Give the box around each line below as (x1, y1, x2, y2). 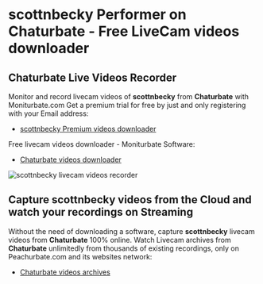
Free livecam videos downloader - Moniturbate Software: (8, 140, 195, 148)
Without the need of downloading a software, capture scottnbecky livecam (8, 226, 256, 236)
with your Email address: (8, 109, 89, 118)
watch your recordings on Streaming (8, 205, 193, 219)
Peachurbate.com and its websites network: (8, 251, 153, 261)
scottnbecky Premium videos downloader (19, 125, 157, 133)
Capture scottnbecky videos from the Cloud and (8, 193, 252, 207)
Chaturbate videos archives (19, 267, 111, 277)
